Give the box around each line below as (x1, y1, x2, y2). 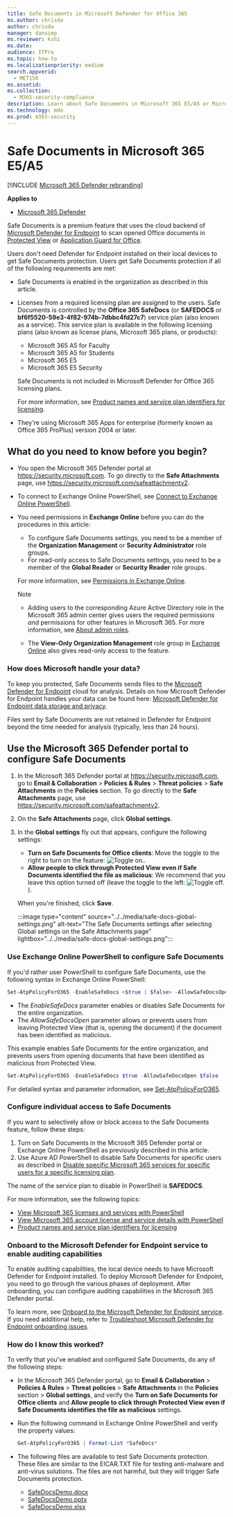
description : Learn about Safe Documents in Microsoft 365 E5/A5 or (7, 101, 209, 107)
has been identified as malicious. (17, 1030, 112, 1039)
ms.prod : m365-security (7, 113, 76, 120)
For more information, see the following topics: (7, 1195, 141, 1203)
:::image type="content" (17, 912, 87, 921)
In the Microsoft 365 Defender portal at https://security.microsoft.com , (17, 772, 220, 780)
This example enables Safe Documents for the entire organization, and (7, 1044, 209, 1052)
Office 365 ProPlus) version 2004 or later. (17, 426, 137, 434)
